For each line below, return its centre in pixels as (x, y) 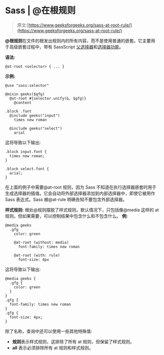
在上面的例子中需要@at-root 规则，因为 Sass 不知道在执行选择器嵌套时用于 (81, 187)
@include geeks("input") (35, 115)
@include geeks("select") (36, 128)
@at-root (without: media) (41, 242)
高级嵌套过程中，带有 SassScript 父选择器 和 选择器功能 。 (66, 47)
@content (23, 102)
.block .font (18, 111)
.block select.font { (27, 169)
